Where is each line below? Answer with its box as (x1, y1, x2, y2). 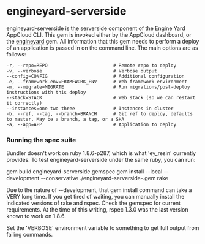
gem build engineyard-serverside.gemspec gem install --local (6, 168, 163, 175)
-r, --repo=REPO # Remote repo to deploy (6, 63, 176, 69)
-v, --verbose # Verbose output (6, 67, 157, 74)
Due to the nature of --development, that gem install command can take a (6, 186, 192, 194)
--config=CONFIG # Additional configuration (6, 73, 185, 79)
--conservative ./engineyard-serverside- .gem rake (40, 175, 168, 182)
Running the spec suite (6, 135, 76, 144)
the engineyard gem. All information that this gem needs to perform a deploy (6, 37, 199, 45)
